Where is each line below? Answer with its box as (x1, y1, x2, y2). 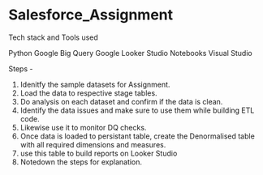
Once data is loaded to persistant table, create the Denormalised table (19, 131, 256, 141)
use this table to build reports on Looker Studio (19, 148, 178, 158)
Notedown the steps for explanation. (19, 156, 143, 167)
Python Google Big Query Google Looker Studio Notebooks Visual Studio (8, 48, 253, 58)
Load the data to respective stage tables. (19, 87, 157, 98)
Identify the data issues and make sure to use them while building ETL (19, 105, 255, 115)
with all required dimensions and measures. (19, 139, 166, 149)
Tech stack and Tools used (8, 32, 99, 42)
